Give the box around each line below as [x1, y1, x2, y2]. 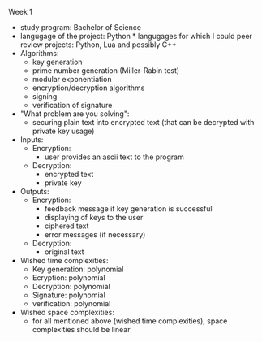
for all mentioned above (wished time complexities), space [32, 316, 228, 326]
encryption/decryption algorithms [32, 83, 145, 93]
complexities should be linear [32, 325, 131, 334]
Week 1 [8, 7, 32, 16]
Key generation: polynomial [32, 264, 124, 274]
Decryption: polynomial [32, 282, 111, 291]
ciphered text [44, 221, 89, 231]
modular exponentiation [32, 75, 112, 84]
